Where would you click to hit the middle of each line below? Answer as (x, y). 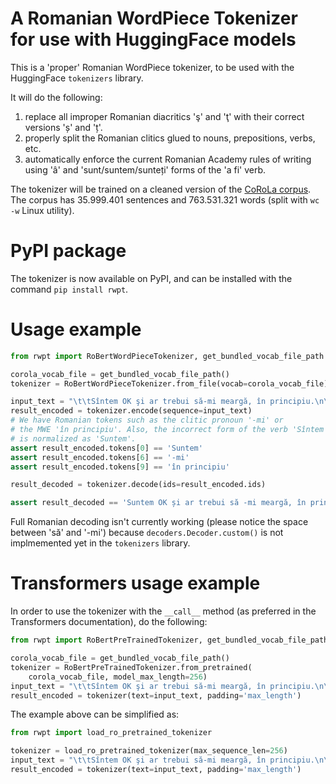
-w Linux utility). (42, 210)
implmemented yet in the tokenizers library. (100, 543)
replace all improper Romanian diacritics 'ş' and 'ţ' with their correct (164, 116)
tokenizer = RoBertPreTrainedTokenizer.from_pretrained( (131, 667)
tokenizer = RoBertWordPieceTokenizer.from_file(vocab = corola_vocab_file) (169, 383)
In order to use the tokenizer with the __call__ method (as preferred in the (163, 611)
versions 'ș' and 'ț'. (63, 127)
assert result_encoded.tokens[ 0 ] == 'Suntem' (106, 448)
